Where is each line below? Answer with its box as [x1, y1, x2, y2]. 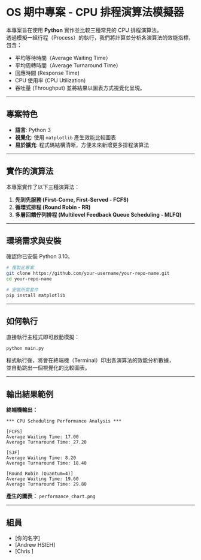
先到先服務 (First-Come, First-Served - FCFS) [14, 196, 129, 203]
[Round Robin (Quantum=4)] [6, 471, 74, 477]
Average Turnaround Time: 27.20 [6, 439, 87, 445]
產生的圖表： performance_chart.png [6, 493, 96, 500]
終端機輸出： [6, 406, 38, 414]
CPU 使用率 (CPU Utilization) [14, 76, 86, 84]
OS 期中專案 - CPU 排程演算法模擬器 [6, 5, 184, 19]
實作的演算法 [6, 166, 54, 176]
